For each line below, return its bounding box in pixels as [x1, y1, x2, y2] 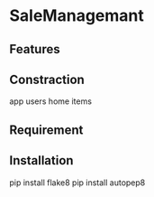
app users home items [9, 96, 93, 107]
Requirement [9, 122, 84, 137]
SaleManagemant [9, 5, 144, 26]
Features [9, 42, 60, 57]
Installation [9, 153, 74, 168]
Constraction [9, 71, 86, 87]
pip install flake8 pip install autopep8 [9, 177, 146, 188]
